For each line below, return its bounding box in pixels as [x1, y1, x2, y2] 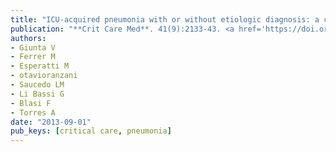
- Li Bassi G [10, 89, 65, 99]
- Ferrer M [10, 52, 56, 62]
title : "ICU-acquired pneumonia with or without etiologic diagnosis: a [10, 14, 320, 25]
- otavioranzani [10, 71, 78, 81]
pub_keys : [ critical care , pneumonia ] [10, 126, 172, 136]
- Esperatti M [10, 61, 70, 71]
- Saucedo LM [10, 80, 65, 90]
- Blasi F [10, 98, 52, 108]
